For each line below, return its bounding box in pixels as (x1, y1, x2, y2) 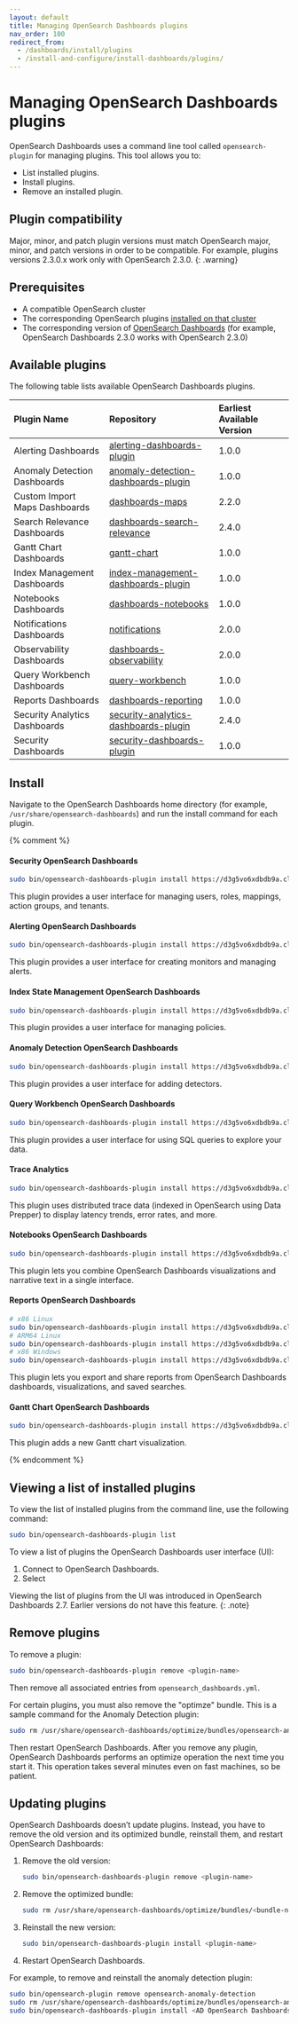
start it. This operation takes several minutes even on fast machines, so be (9, 1760, 281, 1771)
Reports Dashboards (13, 694, 99, 706)
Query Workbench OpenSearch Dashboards (9, 1099, 176, 1109)
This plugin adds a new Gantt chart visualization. (9, 1437, 187, 1448)
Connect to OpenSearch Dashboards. (21, 1563, 160, 1574)
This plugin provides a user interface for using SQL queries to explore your (9, 1134, 282, 1145)
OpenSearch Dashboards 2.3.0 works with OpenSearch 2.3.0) (21, 332, 248, 343)
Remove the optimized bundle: (21, 1889, 134, 1900)
